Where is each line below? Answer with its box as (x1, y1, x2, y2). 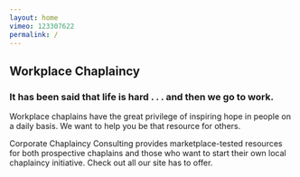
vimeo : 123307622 (9, 22, 75, 31)
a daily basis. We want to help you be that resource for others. (9, 121, 241, 132)
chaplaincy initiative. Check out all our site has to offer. (9, 157, 213, 168)
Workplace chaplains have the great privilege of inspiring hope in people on (9, 111, 292, 122)
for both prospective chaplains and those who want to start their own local (9, 148, 286, 159)
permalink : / (9, 30, 59, 39)
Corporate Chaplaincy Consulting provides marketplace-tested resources (9, 138, 283, 149)
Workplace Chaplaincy (9, 63, 140, 79)
